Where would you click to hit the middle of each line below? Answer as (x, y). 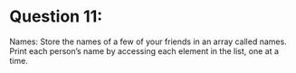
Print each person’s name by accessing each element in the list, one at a (144, 50)
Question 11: (56, 17)
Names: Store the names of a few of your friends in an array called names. (148, 41)
